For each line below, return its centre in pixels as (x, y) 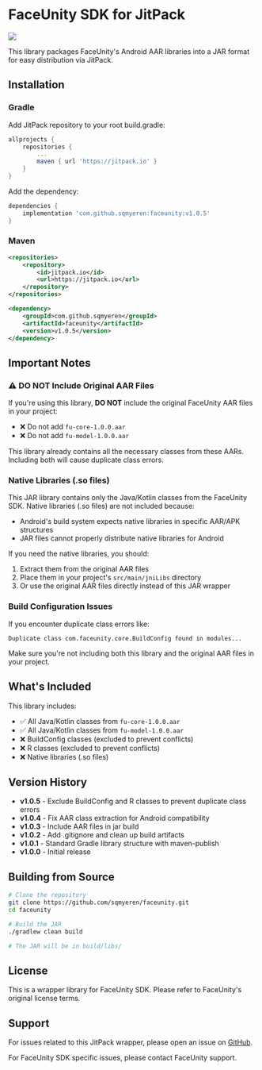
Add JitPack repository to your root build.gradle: (87, 125)
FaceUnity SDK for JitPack (97, 15)
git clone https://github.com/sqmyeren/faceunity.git (99, 903)
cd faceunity (30, 910)
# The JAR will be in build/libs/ (65, 946)
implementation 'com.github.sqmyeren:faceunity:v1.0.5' (117, 213)
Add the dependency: (44, 191)
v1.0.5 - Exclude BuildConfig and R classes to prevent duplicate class (133, 801)
